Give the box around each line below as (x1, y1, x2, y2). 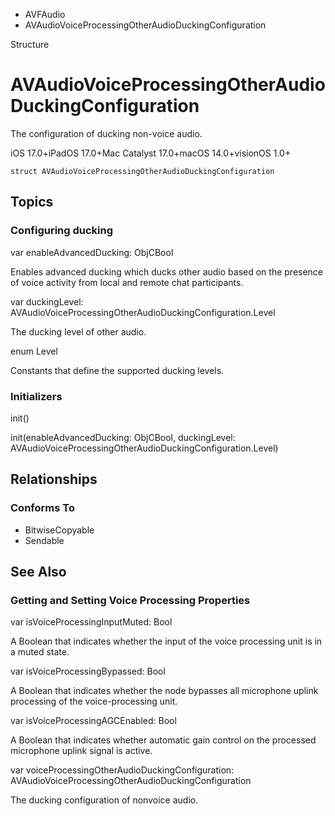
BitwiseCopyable (24, 524, 95, 536)
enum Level (10, 345, 58, 357)
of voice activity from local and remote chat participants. (10, 276, 244, 288)
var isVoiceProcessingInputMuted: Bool (10, 616, 173, 628)
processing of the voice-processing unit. (10, 695, 178, 708)
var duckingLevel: (10, 295, 84, 308)
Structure (10, 39, 50, 50)
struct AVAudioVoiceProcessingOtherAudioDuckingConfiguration (10, 166, 275, 176)
